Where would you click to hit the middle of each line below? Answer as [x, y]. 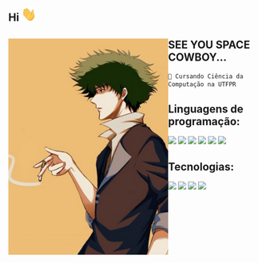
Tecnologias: [201, 167]
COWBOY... [198, 57]
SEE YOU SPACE [209, 44]
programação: [204, 122]
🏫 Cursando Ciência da [206, 77]
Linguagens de [206, 109]
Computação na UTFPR [202, 84]
